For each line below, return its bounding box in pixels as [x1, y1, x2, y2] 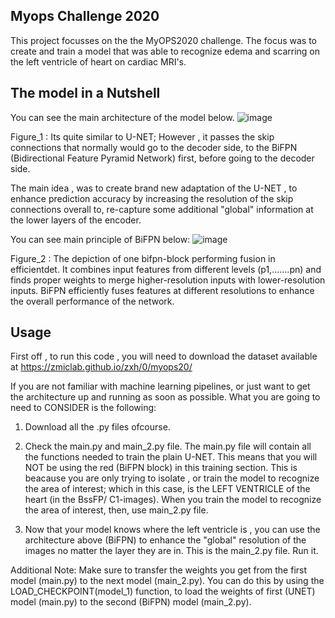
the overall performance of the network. [10, 295, 175, 307]
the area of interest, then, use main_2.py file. [24, 504, 209, 516]
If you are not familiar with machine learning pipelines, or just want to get [10, 380, 311, 393]
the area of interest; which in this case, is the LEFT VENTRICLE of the [24, 483, 311, 495]
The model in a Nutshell [10, 85, 161, 102]
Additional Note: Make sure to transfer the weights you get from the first [10, 564, 308, 576]
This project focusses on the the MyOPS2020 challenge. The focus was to [10, 34, 317, 46]
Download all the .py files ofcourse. [24, 421, 171, 433]
